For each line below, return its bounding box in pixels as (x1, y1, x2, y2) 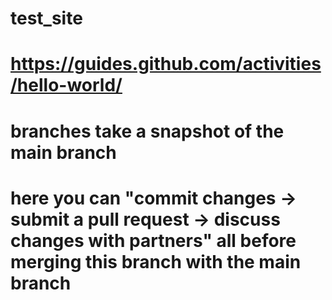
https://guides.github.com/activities (10, 53, 322, 76)
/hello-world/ (10, 74, 123, 97)
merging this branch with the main (10, 250, 302, 273)
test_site (10, 7, 83, 30)
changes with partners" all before (10, 229, 297, 252)
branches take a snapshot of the (10, 120, 285, 142)
